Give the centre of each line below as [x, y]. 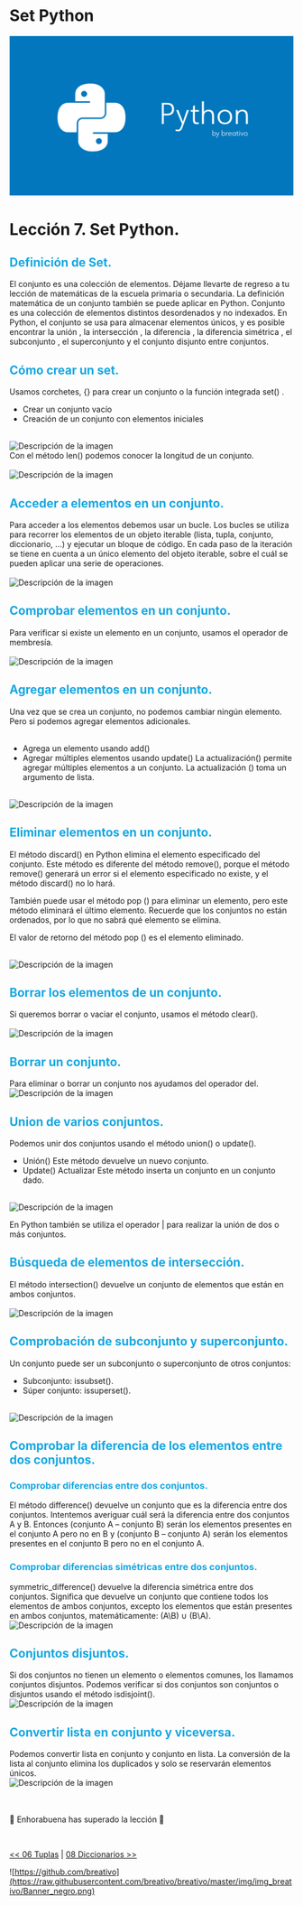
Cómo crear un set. [64, 370]
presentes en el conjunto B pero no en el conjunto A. [107, 1544]
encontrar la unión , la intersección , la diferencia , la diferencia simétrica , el [151, 332]
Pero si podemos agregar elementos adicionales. [100, 721]
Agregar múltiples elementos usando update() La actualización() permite [157, 757]
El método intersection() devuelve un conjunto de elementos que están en [147, 1284]
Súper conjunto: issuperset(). [77, 1390]
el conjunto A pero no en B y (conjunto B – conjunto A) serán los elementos [149, 1534]
